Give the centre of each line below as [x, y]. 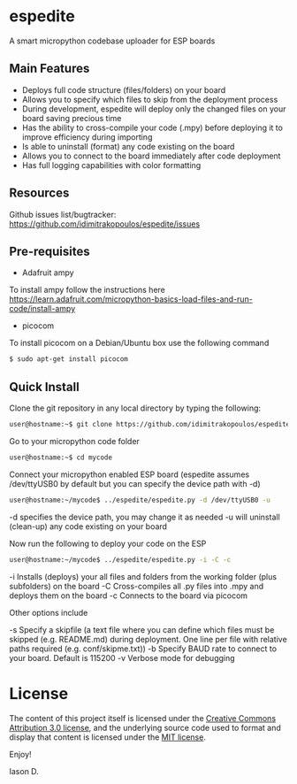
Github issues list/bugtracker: [63, 214]
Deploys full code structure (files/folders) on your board [124, 89]
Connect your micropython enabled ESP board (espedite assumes [129, 474]
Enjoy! [21, 754]
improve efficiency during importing [87, 137]
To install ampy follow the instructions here [88, 290]
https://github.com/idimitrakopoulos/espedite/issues [105, 224]
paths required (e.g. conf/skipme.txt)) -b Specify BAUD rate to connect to [143, 649]
